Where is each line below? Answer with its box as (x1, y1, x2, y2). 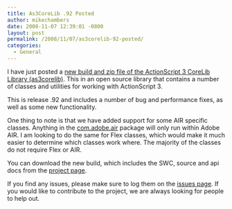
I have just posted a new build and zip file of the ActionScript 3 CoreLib (7, 67, 211, 76)
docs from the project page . (7, 166, 87, 175)
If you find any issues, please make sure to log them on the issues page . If (7, 179, 220, 188)
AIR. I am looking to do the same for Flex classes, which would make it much (7, 130, 225, 139)
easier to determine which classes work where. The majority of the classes (7, 138, 222, 146)
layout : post (7, 29, 45, 37)
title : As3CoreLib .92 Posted (7, 10, 95, 17)
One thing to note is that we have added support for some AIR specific (7, 116, 208, 124)
